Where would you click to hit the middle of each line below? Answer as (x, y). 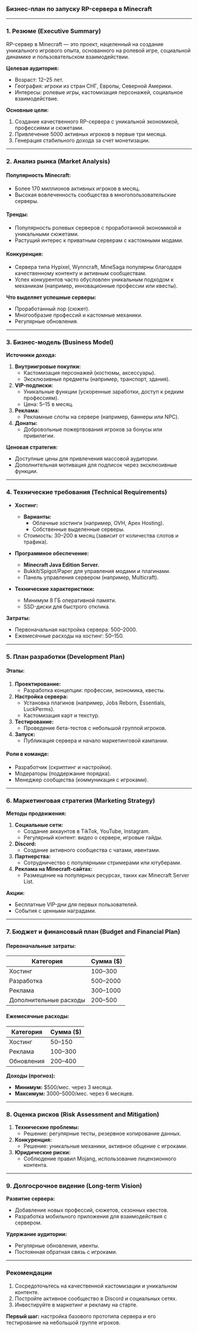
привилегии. (39, 436)
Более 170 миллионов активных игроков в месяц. (77, 188)
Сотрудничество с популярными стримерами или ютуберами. (102, 863)
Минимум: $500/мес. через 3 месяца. (64, 1087)
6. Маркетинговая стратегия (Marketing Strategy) (80, 800)
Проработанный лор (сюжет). (52, 309)
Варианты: (37, 516)
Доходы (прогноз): (31, 1076)
